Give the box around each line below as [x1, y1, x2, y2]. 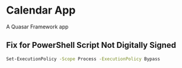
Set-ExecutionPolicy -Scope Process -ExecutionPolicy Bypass [6, 56, 161, 62]
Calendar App [6, 4, 76, 17]
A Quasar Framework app [6, 23, 69, 30]
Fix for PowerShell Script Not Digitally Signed [6, 40, 177, 50]
